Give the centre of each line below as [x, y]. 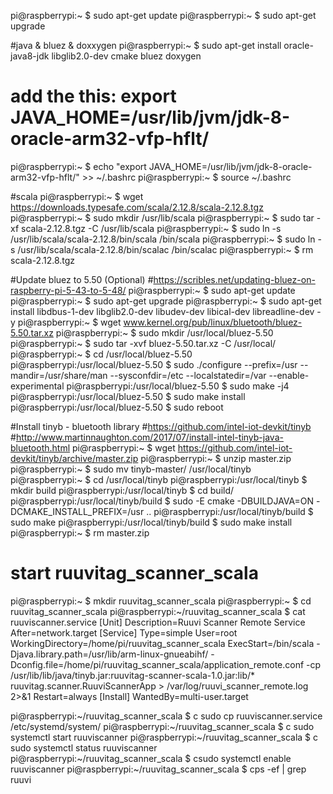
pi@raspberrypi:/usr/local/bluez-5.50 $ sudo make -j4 [178, 386]
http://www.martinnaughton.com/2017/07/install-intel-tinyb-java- [149, 437]
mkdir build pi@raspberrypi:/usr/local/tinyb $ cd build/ [122, 490]
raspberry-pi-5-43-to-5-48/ [68, 290]
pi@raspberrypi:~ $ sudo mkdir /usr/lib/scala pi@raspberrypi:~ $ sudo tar [162, 217]
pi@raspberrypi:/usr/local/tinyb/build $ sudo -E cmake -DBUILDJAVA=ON [162, 501]
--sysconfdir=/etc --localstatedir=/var [188, 375]
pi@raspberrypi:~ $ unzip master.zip [216, 458]
